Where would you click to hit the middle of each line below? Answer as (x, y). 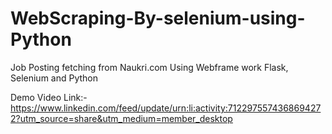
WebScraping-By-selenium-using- (158, 18)
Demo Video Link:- (49, 97)
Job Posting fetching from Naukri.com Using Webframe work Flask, (149, 67)
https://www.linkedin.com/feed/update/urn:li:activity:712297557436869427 (166, 108)
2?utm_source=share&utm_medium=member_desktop (121, 118)
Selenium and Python (54, 78)
